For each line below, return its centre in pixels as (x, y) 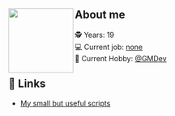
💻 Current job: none (109, 47)
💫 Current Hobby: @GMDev (121, 58)
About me (100, 15)
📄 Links (27, 84)
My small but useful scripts (65, 103)
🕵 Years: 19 (95, 35)
